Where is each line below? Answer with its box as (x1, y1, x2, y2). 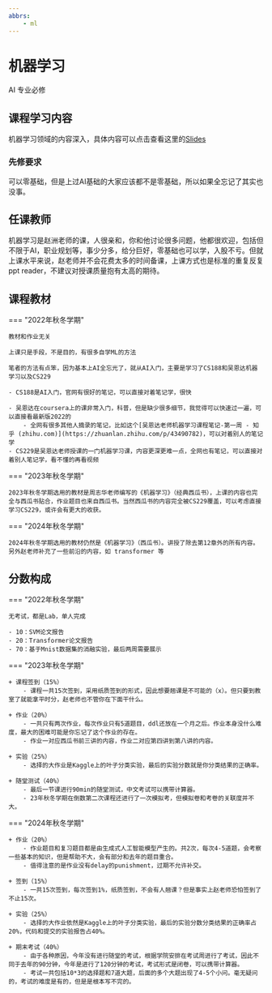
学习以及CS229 (8, 373, 51, 381)
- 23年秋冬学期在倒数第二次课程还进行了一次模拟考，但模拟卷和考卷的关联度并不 (23, 794, 255, 803)
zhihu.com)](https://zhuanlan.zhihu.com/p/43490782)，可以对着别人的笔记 (21, 430, 264, 439)
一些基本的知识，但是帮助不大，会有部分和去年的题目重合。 (8, 853, 177, 861)
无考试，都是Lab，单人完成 (8, 612, 87, 620)
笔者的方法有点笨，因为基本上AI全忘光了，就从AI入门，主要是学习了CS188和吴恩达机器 (8, 364, 258, 373)
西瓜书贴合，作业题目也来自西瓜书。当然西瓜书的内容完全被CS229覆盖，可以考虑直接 (19, 498, 261, 506)
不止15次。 (8, 894, 40, 902)
